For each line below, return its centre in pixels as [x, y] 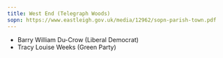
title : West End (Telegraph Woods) [59, 13]
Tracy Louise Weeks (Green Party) [67, 47]
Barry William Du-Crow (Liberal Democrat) [78, 39]
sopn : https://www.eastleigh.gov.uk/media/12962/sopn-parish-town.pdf [112, 20]
